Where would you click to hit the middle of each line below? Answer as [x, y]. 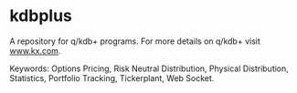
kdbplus [41, 16]
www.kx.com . [35, 50]
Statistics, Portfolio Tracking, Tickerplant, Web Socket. [112, 77]
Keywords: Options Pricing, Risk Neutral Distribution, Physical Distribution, [149, 68]
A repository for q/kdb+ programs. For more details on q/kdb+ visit [135, 41]
